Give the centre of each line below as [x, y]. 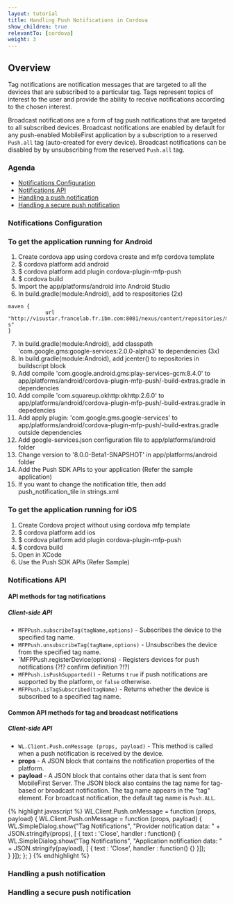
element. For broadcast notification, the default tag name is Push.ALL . [117, 798]
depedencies [37, 411]
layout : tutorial [33, 14]
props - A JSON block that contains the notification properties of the [116, 761]
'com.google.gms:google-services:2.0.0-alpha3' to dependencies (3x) [119, 351]
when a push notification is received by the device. [91, 753]
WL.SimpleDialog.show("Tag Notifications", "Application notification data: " [115, 841]
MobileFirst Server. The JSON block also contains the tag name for [114, 783]
